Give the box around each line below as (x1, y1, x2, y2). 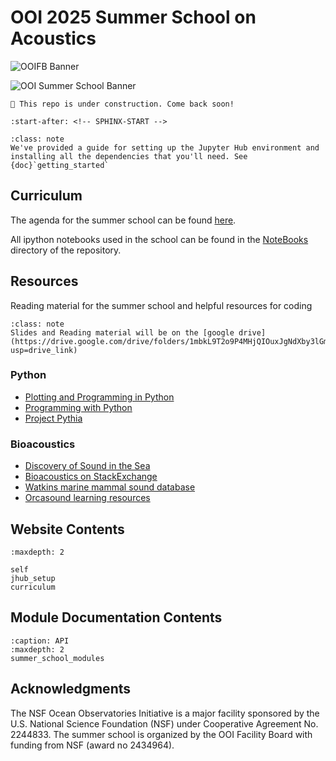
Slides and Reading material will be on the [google (10, 327, 235, 338)
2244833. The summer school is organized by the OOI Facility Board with (10, 728, 313, 740)
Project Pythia (24, 412, 83, 424)
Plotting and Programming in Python (24, 391, 175, 403)
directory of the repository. (10, 244, 122, 256)
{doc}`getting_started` (10, 160, 110, 170)
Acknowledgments (10, 681, 132, 698)
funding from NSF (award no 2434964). (10, 739, 175, 751)
